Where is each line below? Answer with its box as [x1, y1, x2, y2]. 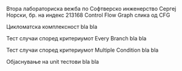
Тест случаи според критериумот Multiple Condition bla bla [6, 46, 159, 54]
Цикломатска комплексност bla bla [6, 23, 98, 30]
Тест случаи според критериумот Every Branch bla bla [6, 35, 147, 42]
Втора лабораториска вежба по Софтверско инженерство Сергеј [6, 5, 177, 12]
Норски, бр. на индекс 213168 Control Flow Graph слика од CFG [6, 11, 170, 19]
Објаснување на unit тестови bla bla [6, 58, 99, 65]
